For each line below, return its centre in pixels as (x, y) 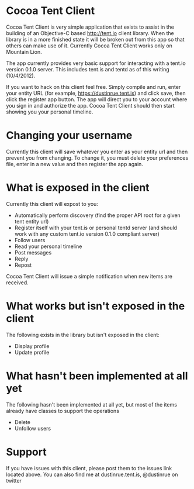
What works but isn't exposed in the (96, 306)
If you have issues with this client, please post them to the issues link (89, 468)
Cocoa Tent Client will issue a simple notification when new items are (89, 276)
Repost (23, 265)
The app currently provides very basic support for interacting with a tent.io (96, 63)
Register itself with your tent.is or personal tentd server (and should (96, 228)
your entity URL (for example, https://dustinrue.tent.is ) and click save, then (96, 93)
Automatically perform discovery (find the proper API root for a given (98, 215)
